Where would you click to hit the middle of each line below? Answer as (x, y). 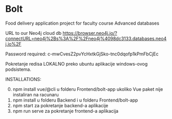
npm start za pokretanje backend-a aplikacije (60, 105)
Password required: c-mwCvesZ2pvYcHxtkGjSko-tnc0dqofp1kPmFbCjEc (82, 54)
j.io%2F (13, 44)
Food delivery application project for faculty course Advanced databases (82, 23)
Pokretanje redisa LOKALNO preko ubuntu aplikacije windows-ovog (77, 64)
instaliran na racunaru (36, 94)
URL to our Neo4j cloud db (34, 33)
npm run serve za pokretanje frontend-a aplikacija (66, 111)
